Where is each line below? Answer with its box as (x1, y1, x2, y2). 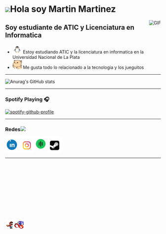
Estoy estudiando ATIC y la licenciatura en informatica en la (23, 49, 144, 55)
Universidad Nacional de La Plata (12, 54, 80, 60)
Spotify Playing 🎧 (5, 95, 49, 102)
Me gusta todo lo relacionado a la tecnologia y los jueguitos (23, 64, 144, 70)
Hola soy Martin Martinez (10, 3, 116, 15)
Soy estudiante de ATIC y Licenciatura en (5, 23, 135, 32)
